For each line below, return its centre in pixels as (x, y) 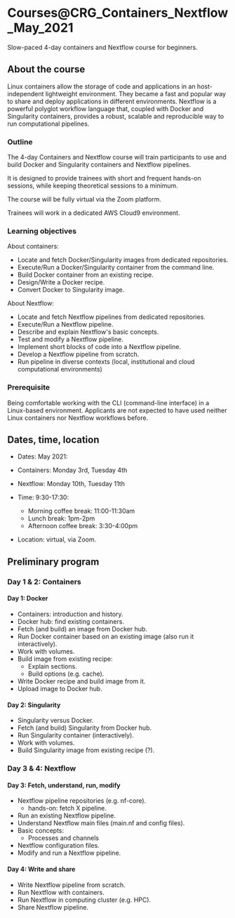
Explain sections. (52, 666)
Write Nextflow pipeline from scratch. (72, 885)
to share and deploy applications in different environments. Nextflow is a (112, 101)
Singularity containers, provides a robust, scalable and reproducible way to (116, 116)
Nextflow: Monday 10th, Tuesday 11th (71, 484)
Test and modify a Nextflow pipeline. (70, 339)
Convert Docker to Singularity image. (71, 290)
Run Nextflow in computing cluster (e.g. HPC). (84, 900)
